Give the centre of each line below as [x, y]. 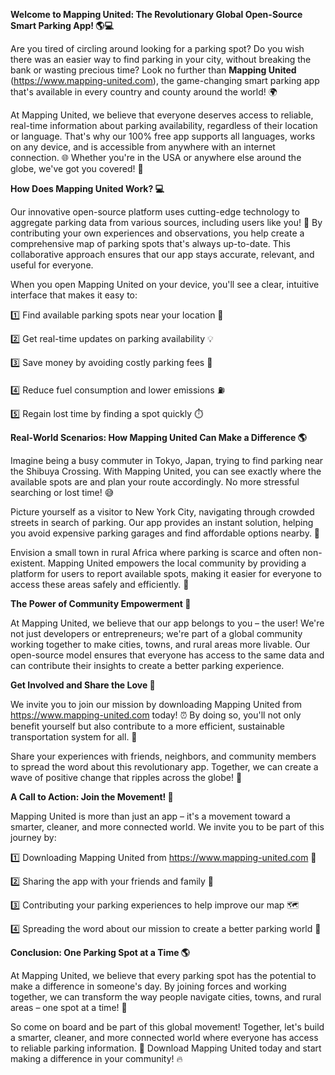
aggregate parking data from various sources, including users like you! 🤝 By [166, 222]
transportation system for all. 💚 [74, 737]
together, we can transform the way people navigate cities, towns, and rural [166, 997]
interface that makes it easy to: [74, 295]
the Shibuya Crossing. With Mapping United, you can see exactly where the [166, 471]
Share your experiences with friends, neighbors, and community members [163, 756]
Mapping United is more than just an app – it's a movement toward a [150, 816]
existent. [28, 563]
